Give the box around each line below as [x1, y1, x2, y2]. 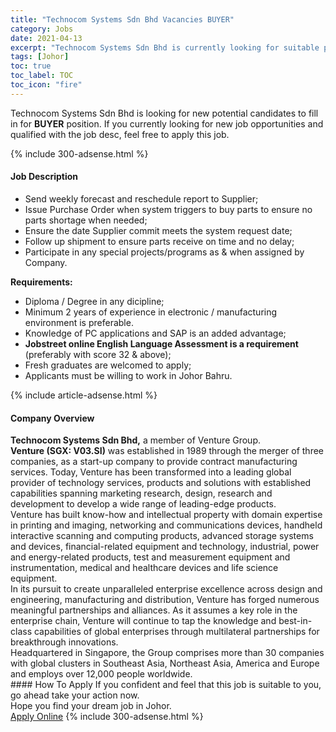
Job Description [10, 171, 79, 183]
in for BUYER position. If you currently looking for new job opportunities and [10, 117, 324, 130]
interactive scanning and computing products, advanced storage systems [10, 530, 314, 542]
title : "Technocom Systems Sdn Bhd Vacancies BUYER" [10, 14, 235, 25]
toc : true [10, 61, 52, 71]
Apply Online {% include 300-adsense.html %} [10, 711, 204, 723]
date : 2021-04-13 [10, 33, 83, 43]
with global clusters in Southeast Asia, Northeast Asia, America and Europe [10, 657, 320, 670]
